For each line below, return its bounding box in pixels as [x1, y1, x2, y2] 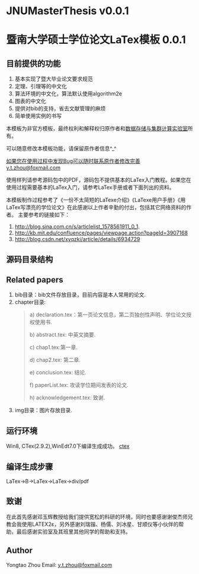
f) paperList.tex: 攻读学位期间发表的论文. [29, 381, 129, 389]
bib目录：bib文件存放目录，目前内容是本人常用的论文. [14, 291, 146, 299]
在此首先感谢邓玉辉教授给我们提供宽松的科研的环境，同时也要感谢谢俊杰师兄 [6, 513, 193, 520]
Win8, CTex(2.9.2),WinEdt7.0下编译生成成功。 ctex [6, 442, 130, 450]
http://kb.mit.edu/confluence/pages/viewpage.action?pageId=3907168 [14, 229, 188, 236]
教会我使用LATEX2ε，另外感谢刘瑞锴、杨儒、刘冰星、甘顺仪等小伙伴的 [6, 520, 179, 528]
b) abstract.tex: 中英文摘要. [29, 331, 96, 338]
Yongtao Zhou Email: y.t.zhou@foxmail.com [6, 561, 113, 568]
